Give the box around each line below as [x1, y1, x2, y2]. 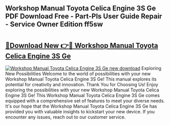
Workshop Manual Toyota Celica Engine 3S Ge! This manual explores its [5, 76, 157, 82]
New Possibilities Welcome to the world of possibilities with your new [5, 71, 151, 77]
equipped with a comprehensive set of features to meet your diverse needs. [5, 98, 165, 104]
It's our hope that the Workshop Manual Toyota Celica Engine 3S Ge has [5, 103, 157, 109]
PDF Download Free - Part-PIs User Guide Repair [5, 12, 162, 21]
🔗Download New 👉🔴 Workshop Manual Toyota [5, 41, 158, 50]
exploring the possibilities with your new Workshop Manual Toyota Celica [5, 87, 159, 93]
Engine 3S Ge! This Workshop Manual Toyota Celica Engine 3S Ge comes [5, 92, 160, 98]
